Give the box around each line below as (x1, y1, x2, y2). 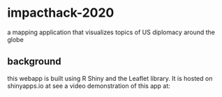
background (7, 56, 61, 68)
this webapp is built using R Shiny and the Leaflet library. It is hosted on (7, 74, 213, 82)
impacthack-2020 (7, 5, 114, 21)
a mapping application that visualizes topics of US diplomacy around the (7, 28, 215, 36)
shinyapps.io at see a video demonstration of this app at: (7, 82, 171, 90)
